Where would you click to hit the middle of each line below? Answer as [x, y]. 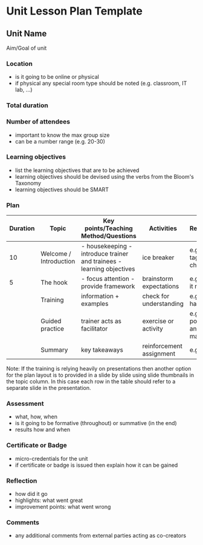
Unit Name [27, 34]
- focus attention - [108, 279]
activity [153, 329]
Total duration [27, 105]
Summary [54, 350]
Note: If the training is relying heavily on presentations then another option [99, 369]
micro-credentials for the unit [51, 458]
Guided [51, 321]
